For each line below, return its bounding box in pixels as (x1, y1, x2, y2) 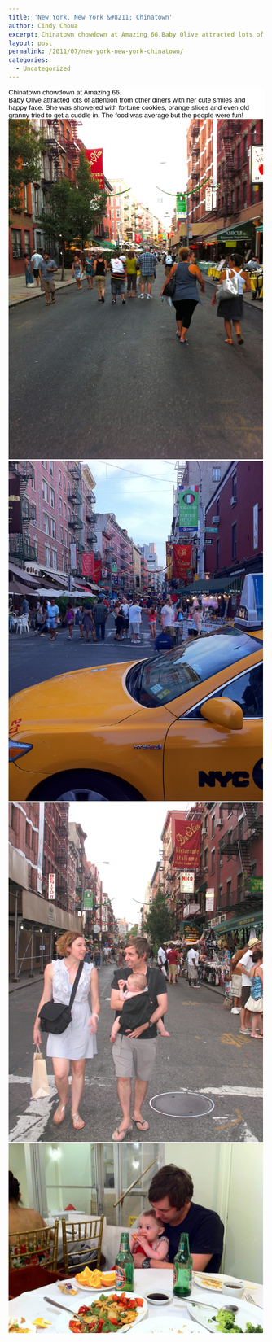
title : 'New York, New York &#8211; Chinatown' (8, 13, 173, 21)
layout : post (8, 39, 53, 47)
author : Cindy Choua (8, 21, 79, 30)
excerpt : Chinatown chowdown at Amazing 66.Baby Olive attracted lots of (8, 30, 265, 38)
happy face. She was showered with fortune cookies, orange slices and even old (8, 103, 250, 111)
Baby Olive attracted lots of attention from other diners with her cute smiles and (8, 95, 246, 104)
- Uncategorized (15, 65, 71, 73)
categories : (8, 56, 49, 64)
